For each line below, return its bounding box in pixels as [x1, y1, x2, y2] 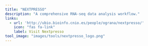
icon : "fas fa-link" [14, 25, 55, 30]
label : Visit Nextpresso [14, 29, 64, 34]
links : [5, 16, 18, 21]
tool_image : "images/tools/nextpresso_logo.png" [5, 34, 105, 39]
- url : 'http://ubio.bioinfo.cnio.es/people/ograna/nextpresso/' [9, 20, 145, 25]
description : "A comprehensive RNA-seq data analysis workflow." [5, 11, 140, 16]
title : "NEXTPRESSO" [5, 7, 47, 12]
